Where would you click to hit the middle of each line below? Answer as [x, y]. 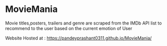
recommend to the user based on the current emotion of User [69, 28]
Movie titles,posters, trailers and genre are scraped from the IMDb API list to [83, 23]
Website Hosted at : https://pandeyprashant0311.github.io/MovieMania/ [78, 38]
